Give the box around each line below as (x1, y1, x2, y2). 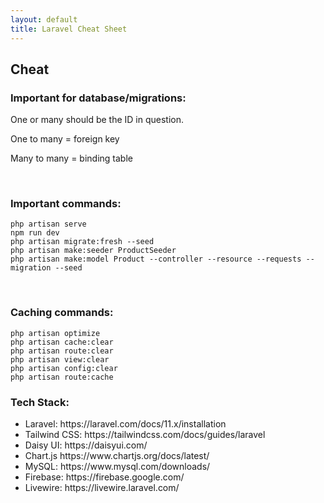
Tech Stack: (10, 395, 70, 409)
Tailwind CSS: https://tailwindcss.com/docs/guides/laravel (24, 429, 266, 441)
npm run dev (10, 228, 60, 238)
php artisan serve (10, 219, 87, 230)
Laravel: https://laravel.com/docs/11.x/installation (24, 418, 227, 430)
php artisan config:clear (10, 363, 118, 373)
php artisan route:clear (10, 346, 114, 356)
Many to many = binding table (10, 152, 133, 165)
